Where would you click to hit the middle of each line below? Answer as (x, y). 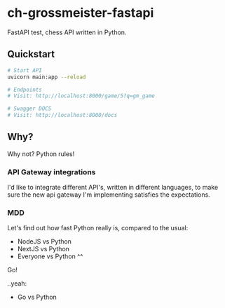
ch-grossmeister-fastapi (81, 13)
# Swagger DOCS (29, 109)
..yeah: (17, 283)
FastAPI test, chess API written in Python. (67, 32)
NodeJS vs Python (45, 241)
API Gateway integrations (52, 171)
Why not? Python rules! (41, 154)
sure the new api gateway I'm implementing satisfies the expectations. (109, 195)
